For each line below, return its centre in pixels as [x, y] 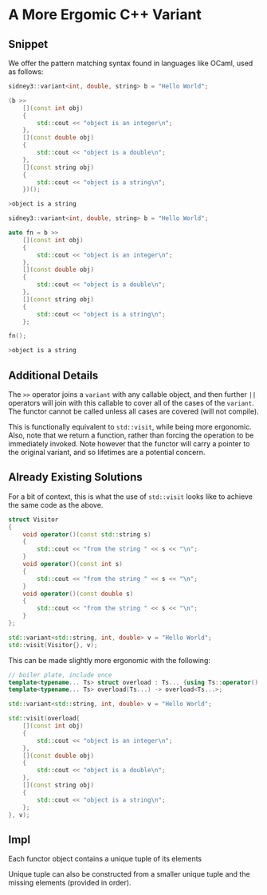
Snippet [28, 44]
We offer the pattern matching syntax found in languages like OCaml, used [131, 63]
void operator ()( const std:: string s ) [87, 534]
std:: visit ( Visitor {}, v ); [53, 645]
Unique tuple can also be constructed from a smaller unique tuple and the [129, 874]
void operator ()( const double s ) [78, 594]
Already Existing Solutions [75, 477]
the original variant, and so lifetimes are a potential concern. [107, 452]
